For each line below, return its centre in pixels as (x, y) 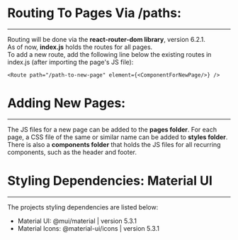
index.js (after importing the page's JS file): (70, 62)
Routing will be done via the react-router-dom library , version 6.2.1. (106, 39)
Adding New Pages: (67, 103)
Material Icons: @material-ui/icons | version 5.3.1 (88, 228)
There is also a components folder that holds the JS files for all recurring (114, 144)
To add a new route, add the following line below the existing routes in (109, 54)
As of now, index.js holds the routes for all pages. (80, 47)
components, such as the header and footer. (72, 152)
